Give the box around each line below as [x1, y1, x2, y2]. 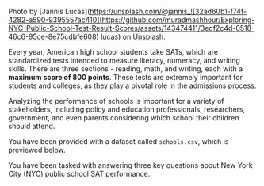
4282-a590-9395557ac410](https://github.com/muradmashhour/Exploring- [8, 15, 255, 25]
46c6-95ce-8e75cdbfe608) [8, 32, 99, 41]
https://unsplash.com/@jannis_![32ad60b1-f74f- [90, 7, 247, 16]
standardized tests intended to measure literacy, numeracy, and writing [8, 55, 240, 65]
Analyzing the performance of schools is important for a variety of [8, 97, 224, 105]
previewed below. [8, 146, 66, 154]
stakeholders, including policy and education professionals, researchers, [8, 104, 246, 114]
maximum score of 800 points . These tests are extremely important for [8, 73, 243, 82]
